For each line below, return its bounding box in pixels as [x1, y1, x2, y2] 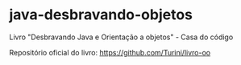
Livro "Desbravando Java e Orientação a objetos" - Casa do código [9, 32, 234, 42]
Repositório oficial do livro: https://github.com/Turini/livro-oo [9, 47, 211, 57]
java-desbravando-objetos [9, 6, 193, 24]
